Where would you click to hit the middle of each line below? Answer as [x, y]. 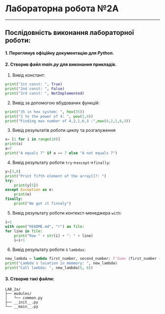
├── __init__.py [22, 302]
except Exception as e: [29, 190]
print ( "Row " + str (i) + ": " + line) [54, 236]
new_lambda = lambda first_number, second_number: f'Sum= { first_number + [83, 259]
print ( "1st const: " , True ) [34, 84]
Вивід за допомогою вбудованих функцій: [56, 103]
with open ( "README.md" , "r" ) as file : [45, 226]
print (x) [14, 144]
